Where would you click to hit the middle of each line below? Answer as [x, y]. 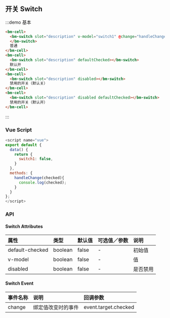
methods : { [21, 173]
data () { [19, 150]
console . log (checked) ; [42, 183]
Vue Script [18, 129]
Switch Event [19, 283]
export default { [24, 145]
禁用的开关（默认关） [29, 83]
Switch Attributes [24, 226]
